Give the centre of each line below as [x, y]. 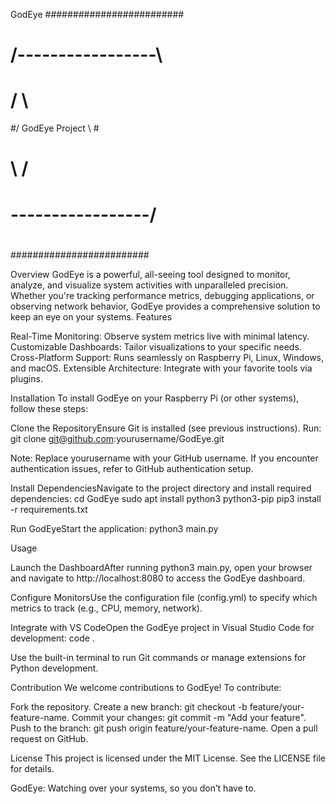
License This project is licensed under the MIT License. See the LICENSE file [168, 758]
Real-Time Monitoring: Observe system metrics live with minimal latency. [160, 336]
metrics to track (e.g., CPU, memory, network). [106, 608]
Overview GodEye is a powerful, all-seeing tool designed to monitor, [150, 274]
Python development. [54, 668]
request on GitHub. [49, 738]
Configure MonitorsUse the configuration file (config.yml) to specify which [164, 597]
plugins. [26, 378]
